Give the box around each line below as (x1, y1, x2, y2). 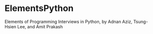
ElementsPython (4, 3, 74, 14)
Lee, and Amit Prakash (17, 23, 63, 29)
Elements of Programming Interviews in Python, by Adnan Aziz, (4, 19, 133, 24)
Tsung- (133, 19, 148, 24)
